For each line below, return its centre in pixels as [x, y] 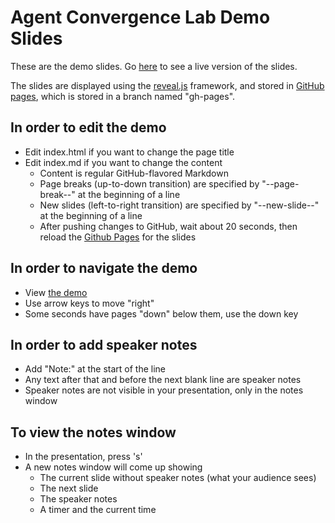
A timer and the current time [98, 510]
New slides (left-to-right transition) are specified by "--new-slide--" [179, 205]
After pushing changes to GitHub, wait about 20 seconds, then [168, 226]
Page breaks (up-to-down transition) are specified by [149, 183]
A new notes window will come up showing [113, 467]
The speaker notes [78, 499]
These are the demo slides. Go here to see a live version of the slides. [154, 66]
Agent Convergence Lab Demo [140, 17]
